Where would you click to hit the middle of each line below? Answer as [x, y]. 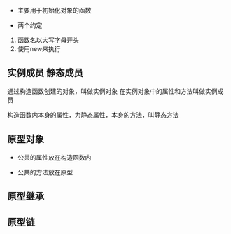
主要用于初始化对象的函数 [54, 10]
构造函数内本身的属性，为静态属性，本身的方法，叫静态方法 [93, 115]
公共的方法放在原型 [45, 172]
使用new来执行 [39, 49]
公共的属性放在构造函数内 [54, 157]
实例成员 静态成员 [45, 73]
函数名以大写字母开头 [48, 40]
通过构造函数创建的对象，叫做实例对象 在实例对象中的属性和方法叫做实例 [112, 91]
